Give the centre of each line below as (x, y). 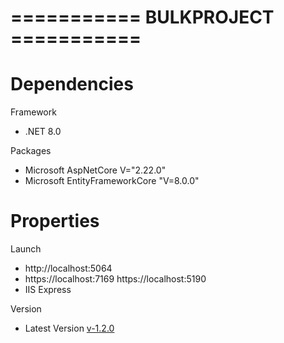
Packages (31, 151)
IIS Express (48, 290)
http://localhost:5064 (68, 268)
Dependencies (72, 84)
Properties (55, 221)
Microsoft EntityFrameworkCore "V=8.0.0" (112, 181)
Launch (26, 249)
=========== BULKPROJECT (142, 17)
